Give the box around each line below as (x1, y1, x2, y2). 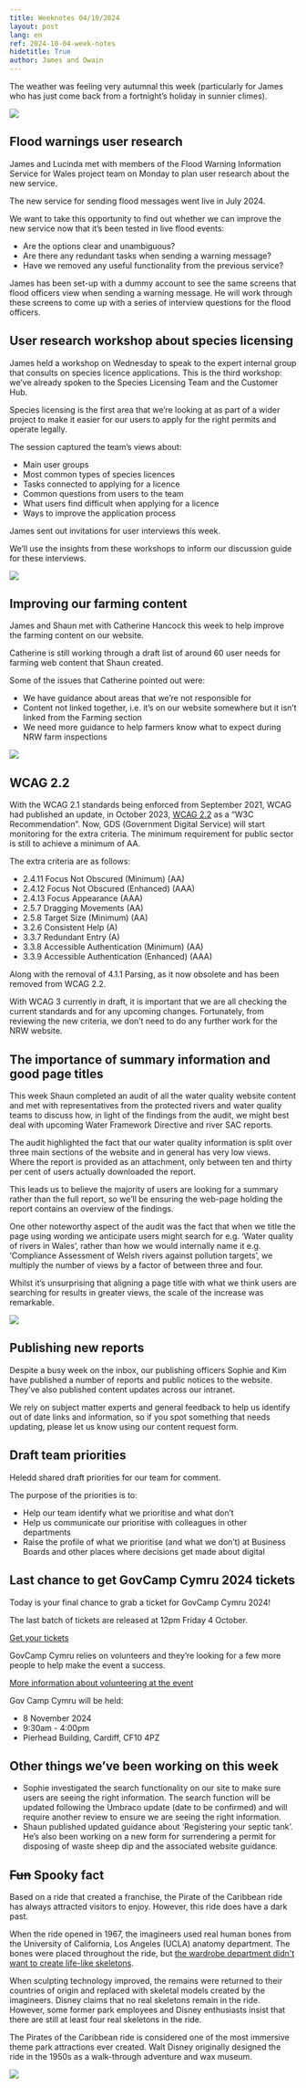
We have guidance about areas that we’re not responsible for (22, 693, 252, 704)
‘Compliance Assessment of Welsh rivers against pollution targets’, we (9, 1250, 273, 1261)
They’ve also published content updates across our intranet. (9, 1384, 235, 1395)
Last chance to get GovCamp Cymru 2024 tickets (9, 1572, 296, 1589)
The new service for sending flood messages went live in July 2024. (9, 195, 266, 206)
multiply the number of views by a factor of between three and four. (9, 1260, 264, 1271)
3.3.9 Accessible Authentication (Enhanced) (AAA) (22, 951, 213, 962)
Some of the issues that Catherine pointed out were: (9, 675, 206, 686)
